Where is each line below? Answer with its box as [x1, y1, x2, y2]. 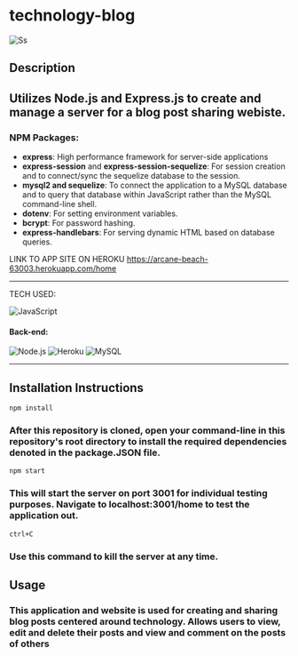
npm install [9, 404, 53, 413]
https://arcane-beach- [126, 254, 208, 265]
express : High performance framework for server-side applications [21, 152, 269, 163]
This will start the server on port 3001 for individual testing [9, 487, 268, 500]
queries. [21, 236, 53, 247]
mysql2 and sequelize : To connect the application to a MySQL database [21, 180, 288, 191]
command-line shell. [21, 199, 98, 210]
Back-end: [9, 326, 49, 337]
